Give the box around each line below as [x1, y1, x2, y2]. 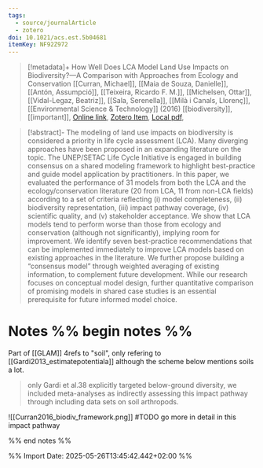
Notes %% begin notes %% [8, 322, 193, 341]
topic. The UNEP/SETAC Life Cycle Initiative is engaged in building [27, 153, 242, 162]
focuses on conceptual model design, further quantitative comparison [27, 278, 254, 288]
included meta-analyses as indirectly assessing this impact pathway [27, 389, 249, 398]
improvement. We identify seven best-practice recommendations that [27, 237, 253, 246]
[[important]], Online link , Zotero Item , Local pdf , [27, 112, 184, 122]
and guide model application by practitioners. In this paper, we [27, 170, 230, 179]
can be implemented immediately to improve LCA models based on [27, 245, 245, 254]
